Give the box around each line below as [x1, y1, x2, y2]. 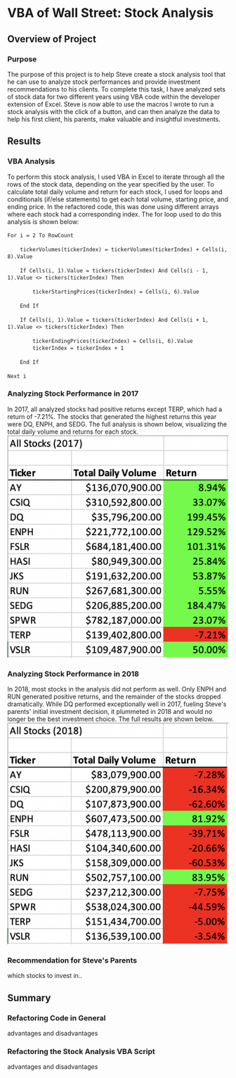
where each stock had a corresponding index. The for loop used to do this [7, 210, 223, 218]
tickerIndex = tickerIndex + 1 [32, 344, 124, 351]
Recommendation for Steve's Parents [7, 955, 138, 965]
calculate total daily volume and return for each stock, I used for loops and [7, 187, 223, 196]
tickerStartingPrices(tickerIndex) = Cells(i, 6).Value [32, 288, 199, 295]
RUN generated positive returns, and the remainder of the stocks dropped [7, 692, 221, 701]
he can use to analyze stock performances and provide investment [7, 77, 201, 86]
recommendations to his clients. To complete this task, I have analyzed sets [7, 84, 226, 93]
